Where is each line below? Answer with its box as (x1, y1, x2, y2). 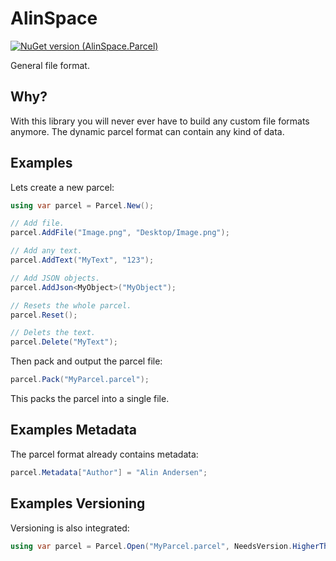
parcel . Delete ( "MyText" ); (10, 337, 118, 347)
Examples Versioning (10, 495, 146, 512)
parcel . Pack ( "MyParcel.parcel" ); (10, 375, 150, 385)
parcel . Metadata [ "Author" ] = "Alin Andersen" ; (10, 467, 208, 477)
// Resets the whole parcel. (10, 300, 132, 311)
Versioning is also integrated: (10, 522, 130, 534)
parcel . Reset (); (10, 310, 78, 320)
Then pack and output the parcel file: (10, 355, 163, 367)
